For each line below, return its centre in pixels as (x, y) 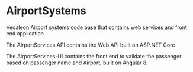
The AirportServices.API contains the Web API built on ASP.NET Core (91, 45)
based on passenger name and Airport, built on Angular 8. (77, 63)
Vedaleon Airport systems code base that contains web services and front (97, 27)
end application (25, 33)
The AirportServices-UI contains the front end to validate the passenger (94, 56)
